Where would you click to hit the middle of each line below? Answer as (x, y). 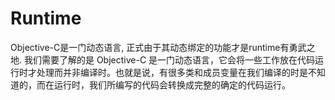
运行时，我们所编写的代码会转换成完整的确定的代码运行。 (172, 84)
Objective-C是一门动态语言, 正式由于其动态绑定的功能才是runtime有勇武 (158, 47)
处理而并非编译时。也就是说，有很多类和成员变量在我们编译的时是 (172, 72)
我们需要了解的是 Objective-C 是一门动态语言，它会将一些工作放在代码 (169, 59)
